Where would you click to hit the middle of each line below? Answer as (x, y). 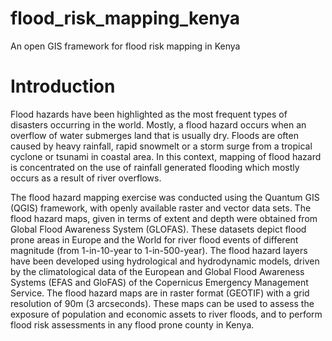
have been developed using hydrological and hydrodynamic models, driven (165, 261)
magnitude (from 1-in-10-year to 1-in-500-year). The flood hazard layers (159, 250)
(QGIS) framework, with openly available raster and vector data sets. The (161, 208)
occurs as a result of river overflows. (86, 178)
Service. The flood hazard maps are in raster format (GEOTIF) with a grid (160, 293)
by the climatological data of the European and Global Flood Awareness (157, 271)
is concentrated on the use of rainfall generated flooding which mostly (155, 167)
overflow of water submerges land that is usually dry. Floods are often (154, 135)
